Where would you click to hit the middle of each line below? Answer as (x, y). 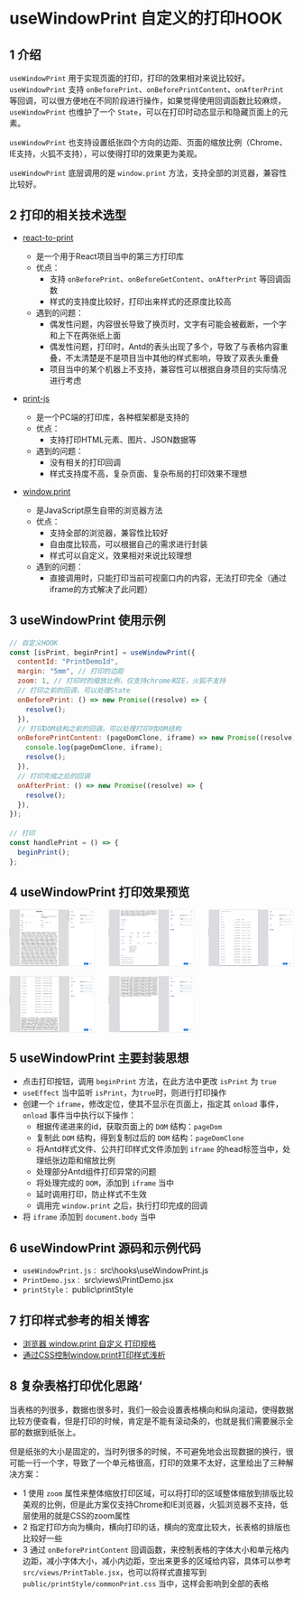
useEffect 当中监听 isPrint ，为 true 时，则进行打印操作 (124, 1092)
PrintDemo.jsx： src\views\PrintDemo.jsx (98, 1280)
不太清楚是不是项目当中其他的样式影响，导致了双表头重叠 (172, 358)
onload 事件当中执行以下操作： (79, 1115)
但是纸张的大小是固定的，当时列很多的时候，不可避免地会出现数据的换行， (147, 1451)
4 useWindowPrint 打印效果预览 (100, 892)
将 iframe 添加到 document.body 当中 (89, 1217)
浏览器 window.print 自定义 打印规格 (89, 1344)
